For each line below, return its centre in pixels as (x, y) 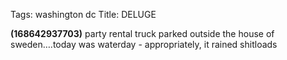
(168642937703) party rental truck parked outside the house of (142, 33)
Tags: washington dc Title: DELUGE (83, 14)
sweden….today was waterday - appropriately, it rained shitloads (144, 44)
